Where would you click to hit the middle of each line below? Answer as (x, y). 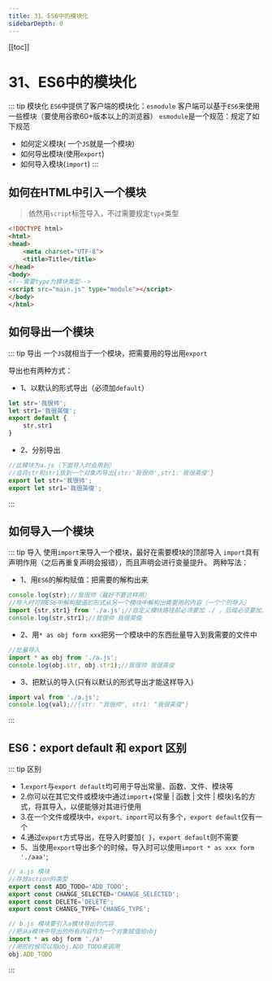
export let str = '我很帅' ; (50, 480)
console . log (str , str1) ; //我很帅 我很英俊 (75, 618)
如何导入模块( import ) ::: (59, 164)
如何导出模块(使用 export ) (62, 154)
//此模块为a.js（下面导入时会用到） (62, 466)
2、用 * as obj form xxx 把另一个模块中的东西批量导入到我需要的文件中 (139, 634)
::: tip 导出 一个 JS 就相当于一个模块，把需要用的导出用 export (108, 353)
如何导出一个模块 (51, 332)
